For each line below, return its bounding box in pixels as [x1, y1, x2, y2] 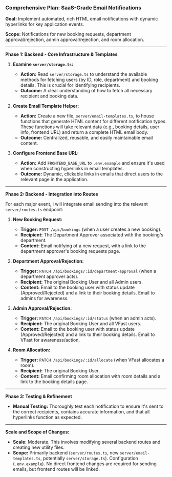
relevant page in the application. [20, 176, 89, 183]
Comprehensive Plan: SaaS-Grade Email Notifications [5, 4, 142, 11]
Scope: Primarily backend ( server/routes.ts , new [12, 450, 119, 456]
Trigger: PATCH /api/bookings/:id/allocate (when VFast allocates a [20, 357, 165, 363]
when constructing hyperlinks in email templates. [20, 166, 124, 172]
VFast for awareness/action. [20, 337, 80, 343]
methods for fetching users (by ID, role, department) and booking [20, 76, 158, 83]
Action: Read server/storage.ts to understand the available [20, 71, 147, 77]
